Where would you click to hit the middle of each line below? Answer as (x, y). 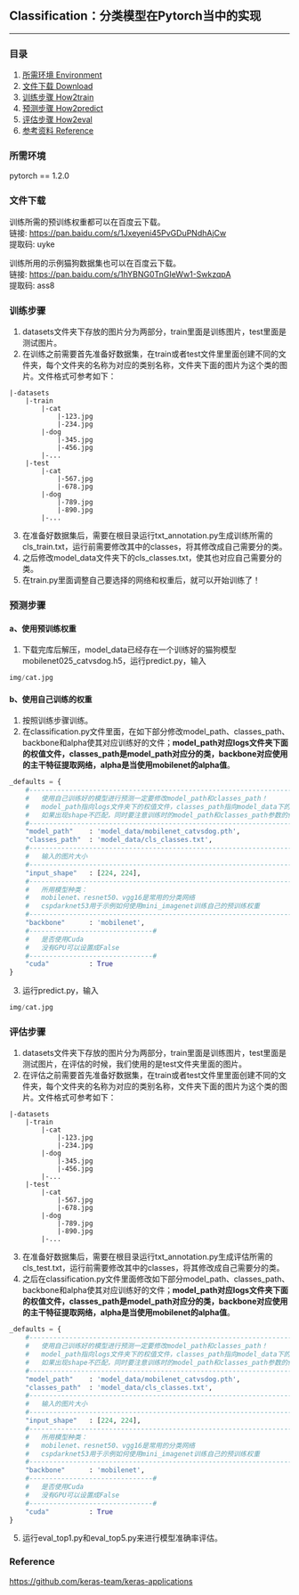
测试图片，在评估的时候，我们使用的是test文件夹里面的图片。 (134, 1064)
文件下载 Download (57, 86)
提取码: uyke (32, 244)
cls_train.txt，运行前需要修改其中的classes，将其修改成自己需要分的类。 (154, 547)
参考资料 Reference (58, 131)
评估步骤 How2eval (57, 119)
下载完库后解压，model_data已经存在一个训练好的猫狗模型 (129, 650)
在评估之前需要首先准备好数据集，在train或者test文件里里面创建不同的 (150, 1076)
